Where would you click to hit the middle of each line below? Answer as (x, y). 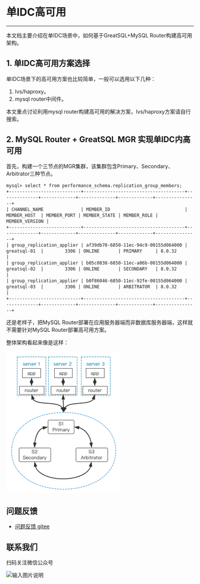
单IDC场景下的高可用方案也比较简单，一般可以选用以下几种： (81, 79)
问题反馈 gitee (32, 526)
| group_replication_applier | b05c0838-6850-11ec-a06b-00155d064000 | (97, 263)
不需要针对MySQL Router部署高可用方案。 (58, 329)
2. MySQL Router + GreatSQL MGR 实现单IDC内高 (99, 139)
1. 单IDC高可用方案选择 (48, 63)
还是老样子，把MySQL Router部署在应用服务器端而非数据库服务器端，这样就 (100, 322)
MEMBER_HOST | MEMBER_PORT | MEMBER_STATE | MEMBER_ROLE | (82, 215)
